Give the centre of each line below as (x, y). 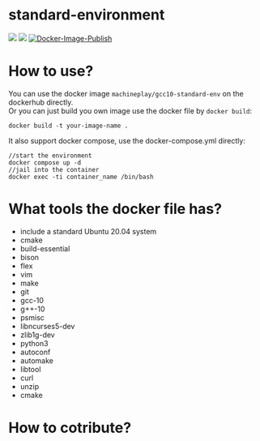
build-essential (45, 248)
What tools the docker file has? (115, 209)
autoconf (35, 352)
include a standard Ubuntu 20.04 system (88, 231)
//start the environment (50, 156)
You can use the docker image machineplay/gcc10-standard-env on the (126, 93)
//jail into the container (54, 169)
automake (37, 360)
